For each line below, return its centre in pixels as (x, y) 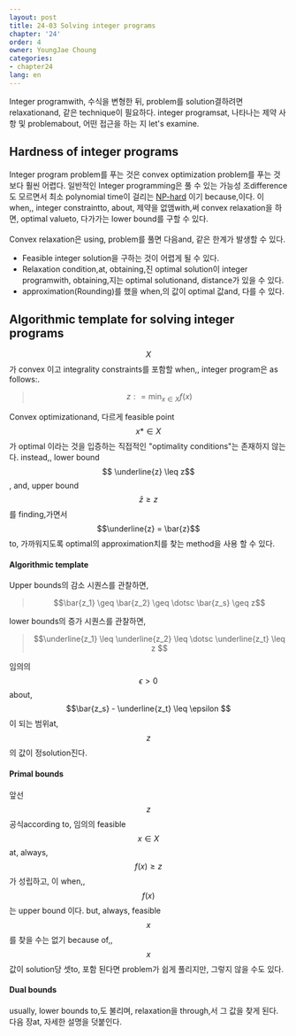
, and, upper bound (44, 486)
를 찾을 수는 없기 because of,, (61, 939)
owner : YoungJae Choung (53, 50)
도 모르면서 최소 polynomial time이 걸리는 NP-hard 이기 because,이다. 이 (137, 197)
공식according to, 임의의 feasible (68, 823)
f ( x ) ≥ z (148, 866)
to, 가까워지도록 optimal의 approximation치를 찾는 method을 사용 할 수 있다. (142, 544)
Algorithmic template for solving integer (122, 319)
